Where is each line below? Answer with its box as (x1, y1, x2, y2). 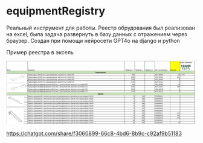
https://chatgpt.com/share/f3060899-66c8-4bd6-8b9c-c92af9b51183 (6, 130, 182, 137)
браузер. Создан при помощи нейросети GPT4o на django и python (6, 37, 180, 44)
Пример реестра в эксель (6, 48, 74, 56)
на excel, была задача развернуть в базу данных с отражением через (6, 30, 187, 37)
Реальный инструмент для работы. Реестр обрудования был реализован (6, 24, 195, 31)
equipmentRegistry (6, 4, 106, 18)
